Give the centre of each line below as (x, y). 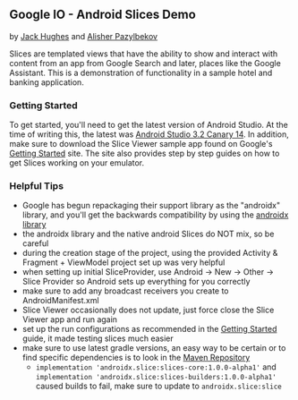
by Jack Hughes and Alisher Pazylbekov (84, 36)
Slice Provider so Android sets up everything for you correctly (136, 282)
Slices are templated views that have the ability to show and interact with (144, 54)
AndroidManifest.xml (61, 301)
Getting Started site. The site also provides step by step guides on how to (145, 153)
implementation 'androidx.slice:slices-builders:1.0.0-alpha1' (156, 378)
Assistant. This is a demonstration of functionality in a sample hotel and (141, 72)
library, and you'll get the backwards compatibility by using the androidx (155, 215)
